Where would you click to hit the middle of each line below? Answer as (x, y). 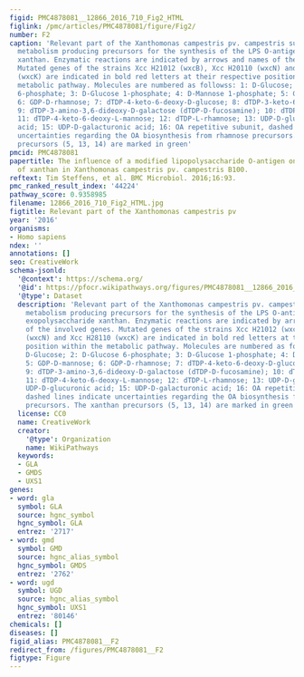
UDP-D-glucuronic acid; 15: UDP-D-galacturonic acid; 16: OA (143, 389)
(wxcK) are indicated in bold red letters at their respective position (157, 77)
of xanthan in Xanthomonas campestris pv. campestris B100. (133, 169)
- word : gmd (32, 540)
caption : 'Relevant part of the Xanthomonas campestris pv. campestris (147, 43)
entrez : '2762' (46, 574)
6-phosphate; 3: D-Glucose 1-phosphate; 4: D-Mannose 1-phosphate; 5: (153, 93)
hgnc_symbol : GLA (50, 523)
